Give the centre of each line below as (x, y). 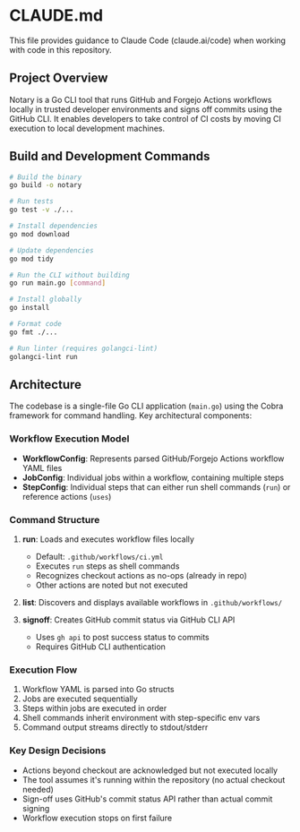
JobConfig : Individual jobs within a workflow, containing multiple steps (153, 477)
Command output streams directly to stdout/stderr (115, 727)
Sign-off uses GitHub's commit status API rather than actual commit (147, 799)
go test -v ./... (42, 210)
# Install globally (46, 300)
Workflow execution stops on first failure (97, 818)
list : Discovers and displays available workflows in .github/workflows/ (152, 602)
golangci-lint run (43, 356)
